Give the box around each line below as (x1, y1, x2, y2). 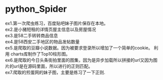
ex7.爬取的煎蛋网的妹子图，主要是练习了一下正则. (5, 69, 105, 75)
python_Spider (5, 3, 67, 15)
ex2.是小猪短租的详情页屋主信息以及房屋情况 (5, 26, 96, 32)
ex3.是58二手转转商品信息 (5, 32, 58, 38)
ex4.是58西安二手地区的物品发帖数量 (5, 38, 80, 45)
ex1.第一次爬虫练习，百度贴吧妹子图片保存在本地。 (5, 20, 109, 26)
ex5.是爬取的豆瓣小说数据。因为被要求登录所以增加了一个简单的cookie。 (5, 45, 153, 51)
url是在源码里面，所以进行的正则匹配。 (13, 63, 93, 69)
